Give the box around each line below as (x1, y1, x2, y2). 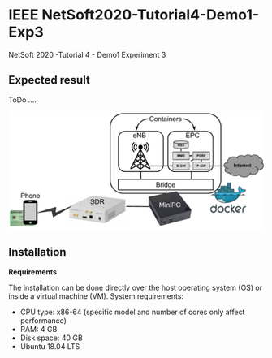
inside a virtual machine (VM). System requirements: (8, 291, 184, 301)
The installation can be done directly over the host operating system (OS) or (8, 283, 263, 292)
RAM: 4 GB (19, 324, 58, 334)
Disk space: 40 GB (19, 333, 83, 343)
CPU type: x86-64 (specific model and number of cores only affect (19, 307, 245, 317)
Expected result (8, 73, 91, 87)
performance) (19, 315, 67, 326)
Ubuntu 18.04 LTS (19, 341, 80, 351)
